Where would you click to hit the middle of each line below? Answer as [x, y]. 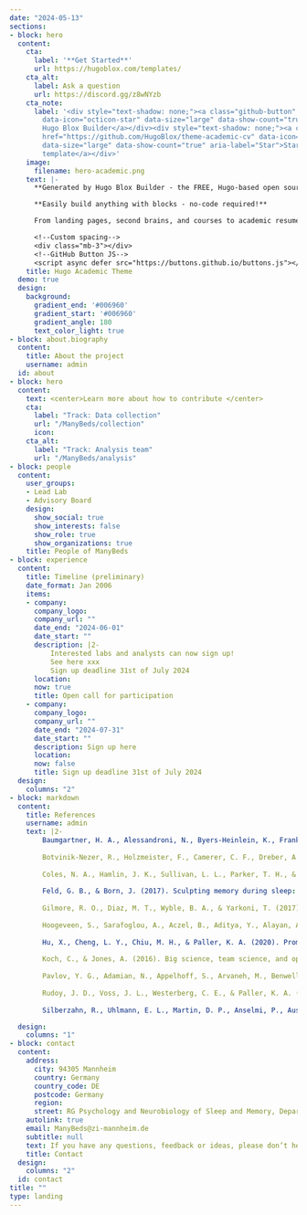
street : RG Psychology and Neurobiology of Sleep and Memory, [154, 1112]
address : [42, 1061]
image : [38, 162]
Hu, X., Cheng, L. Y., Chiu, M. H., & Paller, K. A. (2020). [161, 942]
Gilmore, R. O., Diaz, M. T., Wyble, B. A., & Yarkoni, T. [157, 909]
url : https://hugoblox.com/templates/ [107, 69]
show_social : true [69, 517]
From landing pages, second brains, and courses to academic [153, 221]
